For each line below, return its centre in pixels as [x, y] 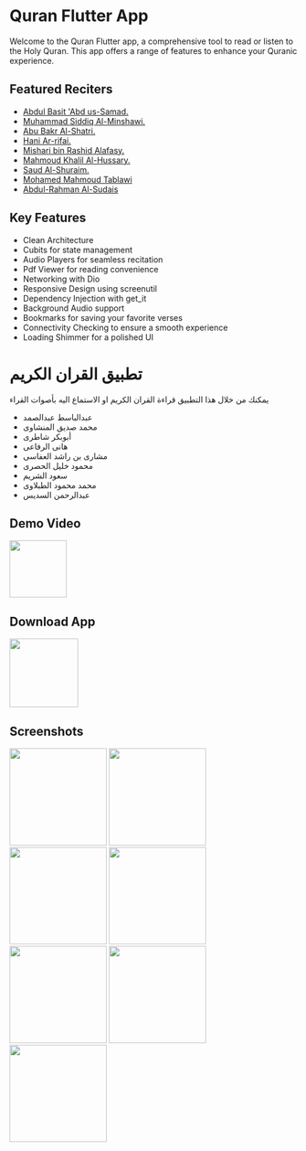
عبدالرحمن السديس [56, 495]
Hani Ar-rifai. [47, 140]
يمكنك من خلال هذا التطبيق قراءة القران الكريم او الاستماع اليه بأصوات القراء [139, 400]
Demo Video [45, 523]
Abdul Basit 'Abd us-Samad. [76, 112]
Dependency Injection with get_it [84, 298]
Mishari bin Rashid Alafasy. [74, 150]
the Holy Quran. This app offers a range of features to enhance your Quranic [153, 50]
